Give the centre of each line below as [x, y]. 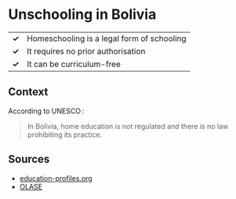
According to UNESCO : [46, 111]
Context [28, 92]
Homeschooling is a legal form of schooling [107, 39]
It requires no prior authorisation [86, 51]
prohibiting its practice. [65, 135]
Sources [29, 159]
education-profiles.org [56, 178]
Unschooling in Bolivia [82, 15]
